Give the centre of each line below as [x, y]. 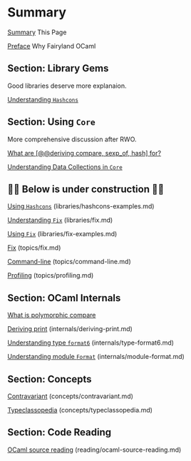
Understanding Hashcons [43, 99]
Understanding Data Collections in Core [65, 167]
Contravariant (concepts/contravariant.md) [71, 396]
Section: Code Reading [60, 432]
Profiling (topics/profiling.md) [51, 275]
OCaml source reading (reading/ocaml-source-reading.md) [94, 450]
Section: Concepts [50, 379]
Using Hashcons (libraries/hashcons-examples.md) [81, 206]
